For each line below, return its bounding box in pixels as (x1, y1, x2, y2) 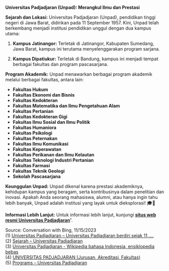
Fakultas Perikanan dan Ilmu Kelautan (12, 152, 95, 157)
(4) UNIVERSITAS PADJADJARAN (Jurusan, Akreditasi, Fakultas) (5, 254, 141, 260)
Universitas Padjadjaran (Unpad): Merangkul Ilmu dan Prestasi (5, 5, 140, 10)
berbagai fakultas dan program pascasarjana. (12, 61, 108, 67)
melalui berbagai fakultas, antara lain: (5, 77, 84, 82)
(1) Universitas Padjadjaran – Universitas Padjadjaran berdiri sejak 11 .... (5, 233, 154, 238)
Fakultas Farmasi (12, 163, 50, 168)
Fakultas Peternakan (12, 135, 58, 141)
